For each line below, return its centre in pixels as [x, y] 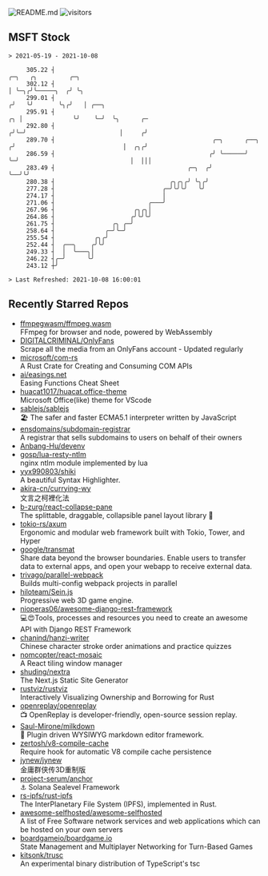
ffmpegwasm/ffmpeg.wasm [66, 323]
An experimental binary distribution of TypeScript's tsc [110, 863]
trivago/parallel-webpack [62, 575]
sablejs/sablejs [44, 408]
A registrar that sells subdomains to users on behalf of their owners [131, 437]
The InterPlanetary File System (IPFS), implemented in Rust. [118, 804]
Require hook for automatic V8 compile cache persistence [116, 751]
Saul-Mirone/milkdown [57, 726]
